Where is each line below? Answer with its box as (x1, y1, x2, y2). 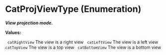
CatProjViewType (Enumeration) (5, 3, 142, 15)
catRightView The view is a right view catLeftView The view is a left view (7, 39, 159, 45)
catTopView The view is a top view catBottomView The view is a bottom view (5, 44, 162, 50)
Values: (5, 29, 21, 35)
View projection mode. (5, 20, 53, 26)
